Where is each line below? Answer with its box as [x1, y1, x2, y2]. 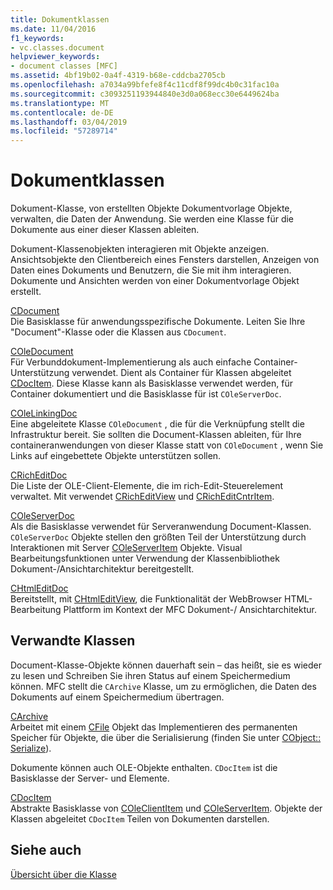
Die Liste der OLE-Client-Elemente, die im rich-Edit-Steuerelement [10, 480, 284, 492]
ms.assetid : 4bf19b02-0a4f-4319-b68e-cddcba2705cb [10, 71, 226, 81]
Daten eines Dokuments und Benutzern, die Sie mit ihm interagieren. [10, 264, 292, 276]
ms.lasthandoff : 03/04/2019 [10, 117, 128, 127]
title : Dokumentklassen [10, 14, 110, 25]
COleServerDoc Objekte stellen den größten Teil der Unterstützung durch [10, 531, 307, 543]
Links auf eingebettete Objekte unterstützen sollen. [10, 450, 222, 462]
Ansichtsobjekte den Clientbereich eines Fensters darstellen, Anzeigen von [10, 254, 320, 266]
